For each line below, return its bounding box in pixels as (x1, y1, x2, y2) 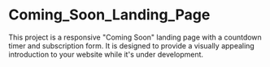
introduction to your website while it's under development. (8, 49, 204, 59)
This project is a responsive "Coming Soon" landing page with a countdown (8, 32, 262, 42)
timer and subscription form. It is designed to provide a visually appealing (8, 40, 255, 50)
